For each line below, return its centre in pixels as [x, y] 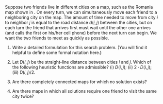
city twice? [23, 96]
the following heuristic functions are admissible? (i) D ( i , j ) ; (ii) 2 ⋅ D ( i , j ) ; [82, 67]
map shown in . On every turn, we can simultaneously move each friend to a [81, 12]
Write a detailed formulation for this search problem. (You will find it [80, 47]
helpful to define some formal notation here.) [57, 52]
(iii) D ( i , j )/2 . [24, 72]
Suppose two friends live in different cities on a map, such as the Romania [79, 7]
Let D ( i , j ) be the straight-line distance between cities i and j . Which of [81, 62]
